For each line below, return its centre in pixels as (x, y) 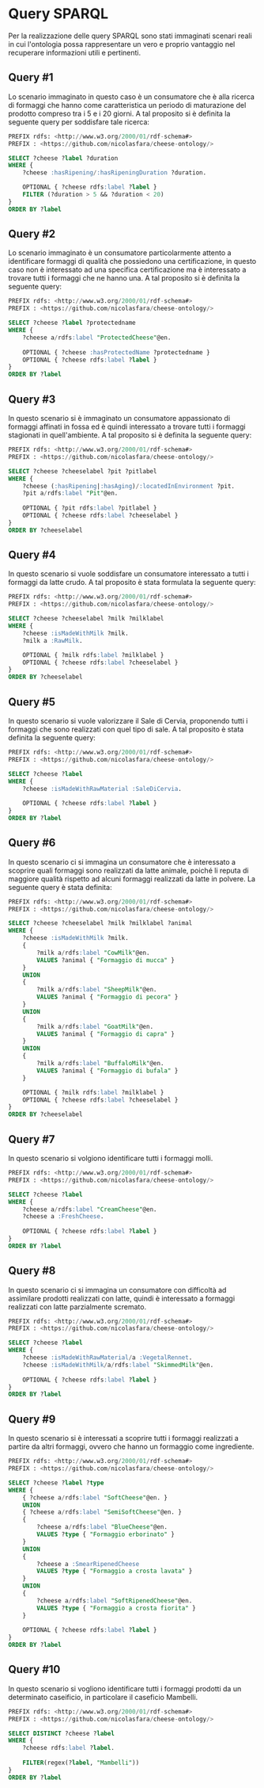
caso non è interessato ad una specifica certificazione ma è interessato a (127, 269)
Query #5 (32, 702)
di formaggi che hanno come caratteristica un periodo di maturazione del (127, 105)
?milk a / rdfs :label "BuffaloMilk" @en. (100, 1064)
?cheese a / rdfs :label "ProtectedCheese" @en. (97, 338)
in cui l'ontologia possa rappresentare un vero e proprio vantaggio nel (122, 44)
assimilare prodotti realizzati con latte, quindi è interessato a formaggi (122, 1298)
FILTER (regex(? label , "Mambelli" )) (81, 1763)
